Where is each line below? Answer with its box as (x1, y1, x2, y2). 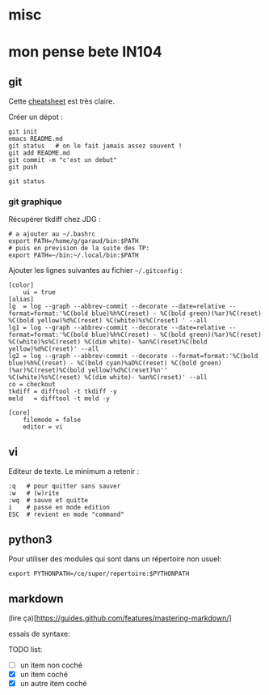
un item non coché (19, 660, 83, 670)
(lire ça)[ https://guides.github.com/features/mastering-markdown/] (8, 613, 232, 623)
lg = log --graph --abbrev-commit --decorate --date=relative (8, 302, 226, 311)
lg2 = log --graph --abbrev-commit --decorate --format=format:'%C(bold (8, 352, 258, 360)
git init (8, 128, 38, 136)
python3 (8, 532, 53, 546)
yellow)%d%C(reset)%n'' (87, 366, 168, 374)
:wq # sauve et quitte (8, 497, 89, 505)
